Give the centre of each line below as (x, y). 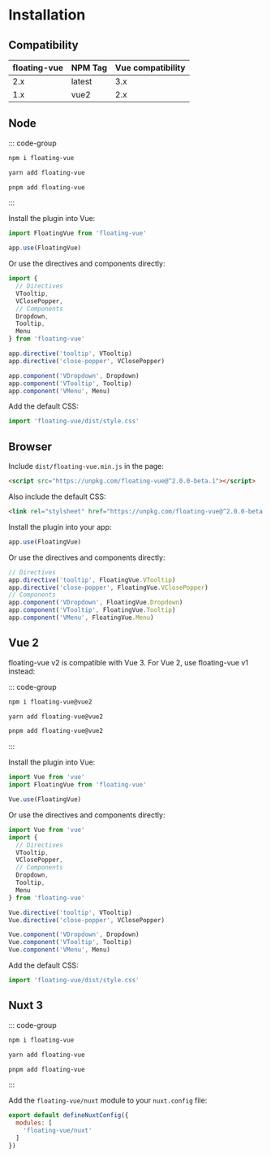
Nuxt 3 (26, 1005)
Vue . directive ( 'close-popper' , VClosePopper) (86, 920)
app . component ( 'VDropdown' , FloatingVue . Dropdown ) (96, 603)
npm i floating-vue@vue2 (50, 702)
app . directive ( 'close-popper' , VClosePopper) (86, 361)
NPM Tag (89, 68)
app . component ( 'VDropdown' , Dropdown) (74, 375)
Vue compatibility (150, 68)
